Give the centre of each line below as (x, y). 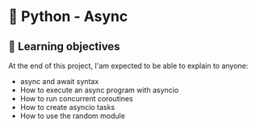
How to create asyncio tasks (67, 107)
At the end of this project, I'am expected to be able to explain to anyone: (128, 66)
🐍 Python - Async (68, 17)
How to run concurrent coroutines (76, 99)
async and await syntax (59, 81)
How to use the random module (72, 116)
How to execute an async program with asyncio (99, 90)
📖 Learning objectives (64, 47)
